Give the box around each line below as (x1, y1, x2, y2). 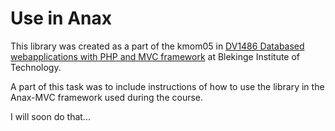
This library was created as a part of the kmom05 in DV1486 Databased (10, 40, 305, 52)
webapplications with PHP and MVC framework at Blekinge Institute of (10, 50, 301, 62)
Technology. (10, 61, 62, 73)
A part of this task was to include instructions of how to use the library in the (10, 80, 325, 92)
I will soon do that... (10, 110, 91, 122)
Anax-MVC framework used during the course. (10, 91, 204, 103)
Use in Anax (10, 7, 112, 30)
